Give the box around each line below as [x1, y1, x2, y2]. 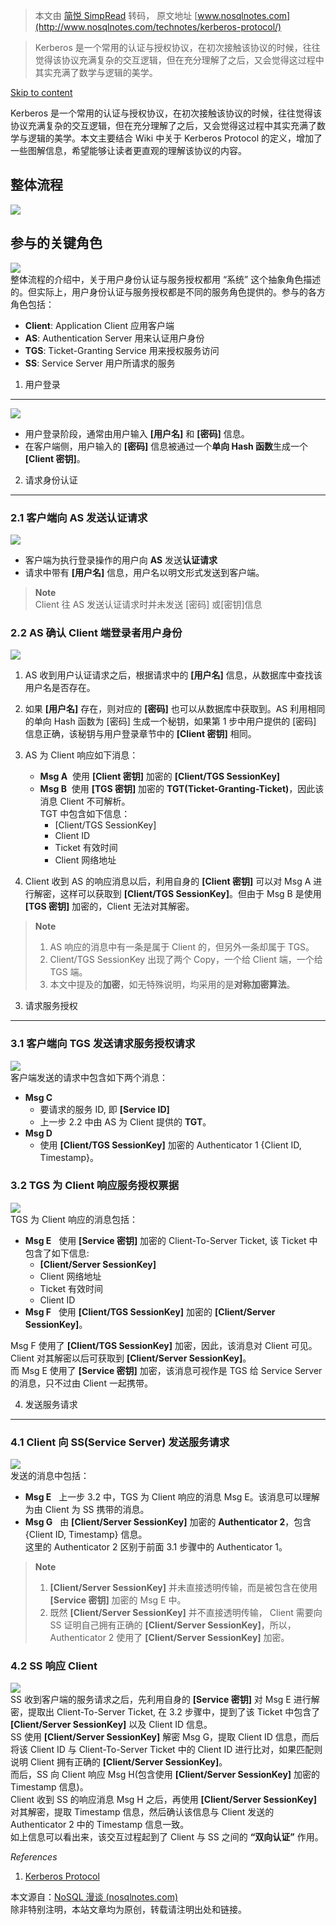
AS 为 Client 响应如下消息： [24, 749, 139, 761]
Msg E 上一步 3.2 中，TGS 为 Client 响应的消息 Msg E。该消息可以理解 [24, 1491, 320, 1503]
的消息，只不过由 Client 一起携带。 [10, 1377, 153, 1389]
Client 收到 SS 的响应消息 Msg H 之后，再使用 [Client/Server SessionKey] [10, 1794, 317, 1806]
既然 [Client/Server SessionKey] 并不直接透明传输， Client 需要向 [49, 1607, 323, 1619]
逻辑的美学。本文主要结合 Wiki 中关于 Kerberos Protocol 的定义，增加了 [27, 132, 323, 144]
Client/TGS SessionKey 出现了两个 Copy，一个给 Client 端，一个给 [49, 954, 323, 966]
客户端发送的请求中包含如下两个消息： [10, 1071, 168, 1083]
